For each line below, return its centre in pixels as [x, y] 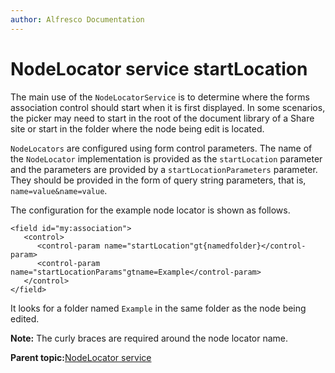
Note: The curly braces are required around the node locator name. [149, 338]
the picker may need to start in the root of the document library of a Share [162, 118]
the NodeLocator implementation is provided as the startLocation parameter [166, 158]
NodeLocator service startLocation [159, 68]
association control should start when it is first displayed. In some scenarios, [168, 107]
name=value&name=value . [59, 190]
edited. [25, 318]
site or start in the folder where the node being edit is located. [137, 128]
